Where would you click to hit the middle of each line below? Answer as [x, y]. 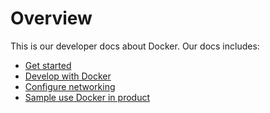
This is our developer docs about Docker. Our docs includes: [135, 46]
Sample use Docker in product [87, 97]
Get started [48, 65]
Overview [51, 18]
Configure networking [70, 86]
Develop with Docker [68, 76]
